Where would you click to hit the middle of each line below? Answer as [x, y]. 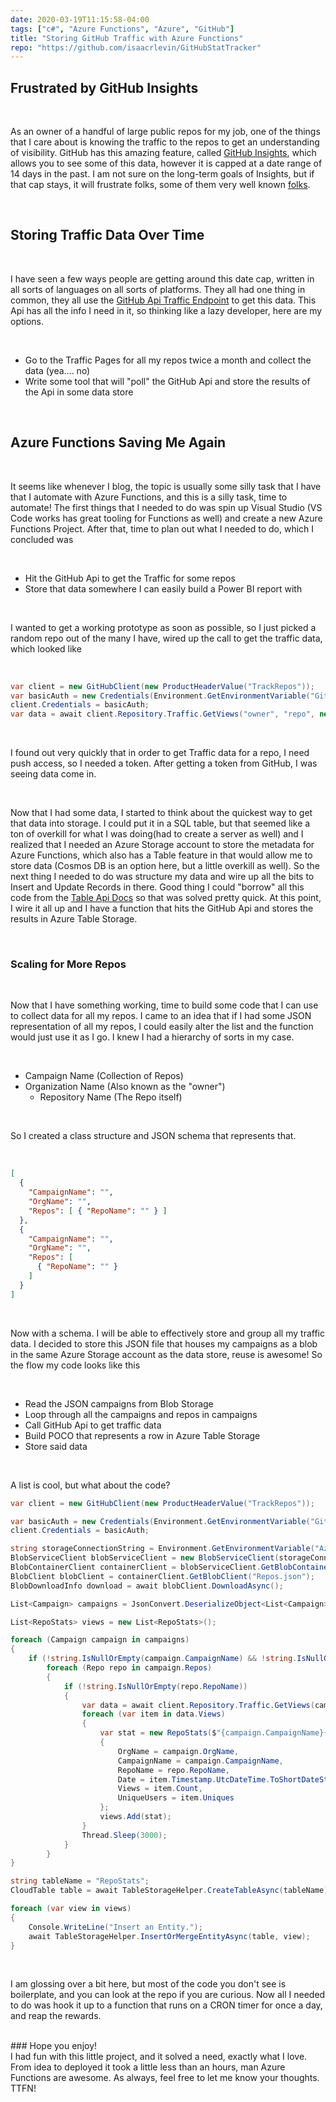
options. [27, 321]
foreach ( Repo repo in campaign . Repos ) [129, 1668]
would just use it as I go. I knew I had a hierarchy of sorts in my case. [152, 1037]
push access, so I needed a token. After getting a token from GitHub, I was [164, 763]
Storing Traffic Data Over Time [107, 235]
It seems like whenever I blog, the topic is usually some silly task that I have [166, 486]
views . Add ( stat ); [135, 1817]
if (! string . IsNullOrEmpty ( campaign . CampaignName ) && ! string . [163, 1659]
